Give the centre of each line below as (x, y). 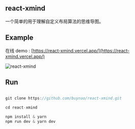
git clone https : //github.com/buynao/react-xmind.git (64, 98)
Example (19, 38)
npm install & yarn (26, 117)
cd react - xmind (21, 108)
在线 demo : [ (19, 50)
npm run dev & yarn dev (31, 122)
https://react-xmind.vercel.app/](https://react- (81, 50)
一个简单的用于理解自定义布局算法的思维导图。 (54, 21)
